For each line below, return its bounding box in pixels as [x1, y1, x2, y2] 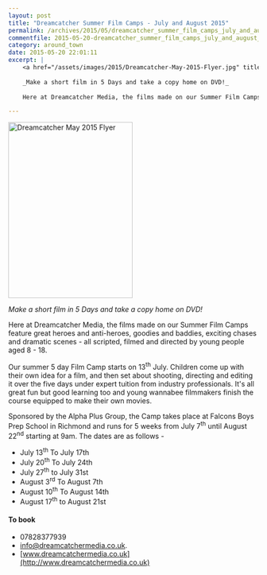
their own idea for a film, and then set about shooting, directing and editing [8, 371, 253, 380]
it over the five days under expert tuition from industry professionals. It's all [8, 379, 254, 388]
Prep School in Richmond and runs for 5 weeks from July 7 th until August [8, 419, 248, 430]
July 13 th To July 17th [19, 446, 90, 457]
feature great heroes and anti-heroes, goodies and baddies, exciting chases [8, 328, 257, 338]
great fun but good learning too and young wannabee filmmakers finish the [8, 387, 254, 397]
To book [8, 515, 36, 524]
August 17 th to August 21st [19, 495, 106, 506]
